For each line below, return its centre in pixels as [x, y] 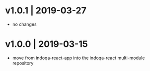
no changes [24, 24]
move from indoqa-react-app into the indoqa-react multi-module [78, 58]
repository [23, 63]
